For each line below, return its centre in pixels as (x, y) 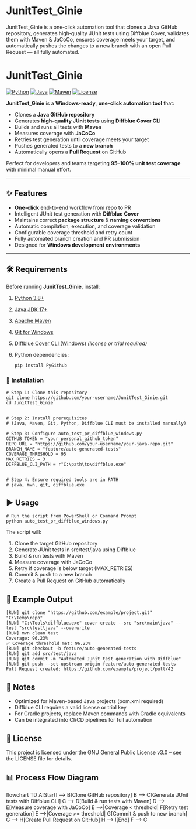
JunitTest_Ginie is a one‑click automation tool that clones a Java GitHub (92, 27)
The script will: (24, 532)
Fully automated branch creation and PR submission (77, 238)
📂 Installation (25, 380)
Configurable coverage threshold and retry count (73, 232)
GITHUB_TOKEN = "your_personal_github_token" (62, 439)
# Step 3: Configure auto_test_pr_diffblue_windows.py (74, 434)
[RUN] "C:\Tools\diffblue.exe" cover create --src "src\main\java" (90, 623)
